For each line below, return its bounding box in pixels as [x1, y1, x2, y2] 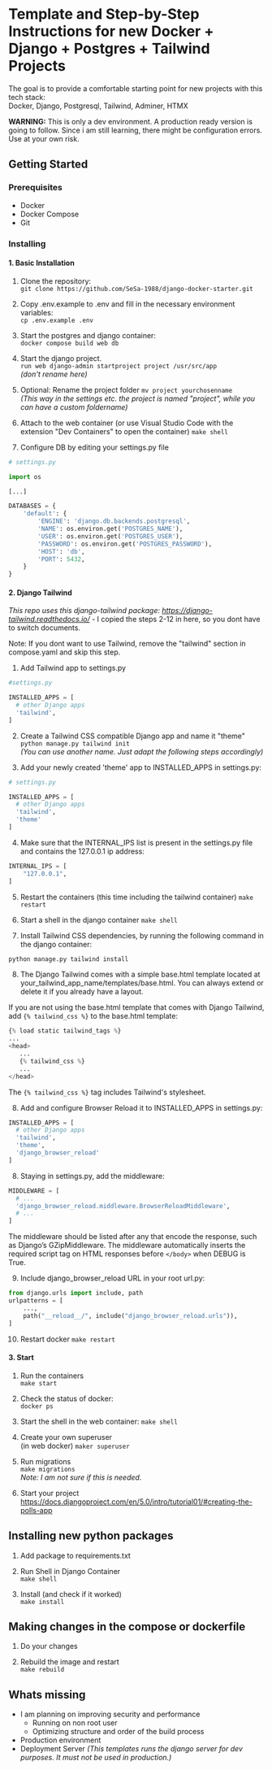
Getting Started [8, 158, 89, 172]
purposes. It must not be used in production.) [19, 1753, 172, 1763]
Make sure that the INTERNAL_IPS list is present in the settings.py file [19, 837, 253, 847]
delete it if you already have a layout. [19, 987, 144, 997]
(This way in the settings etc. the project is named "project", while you [19, 394, 256, 403]
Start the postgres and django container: [19, 330, 157, 340]
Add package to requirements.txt [19, 1550, 132, 1560]
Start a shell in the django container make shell [19, 915, 179, 924]
